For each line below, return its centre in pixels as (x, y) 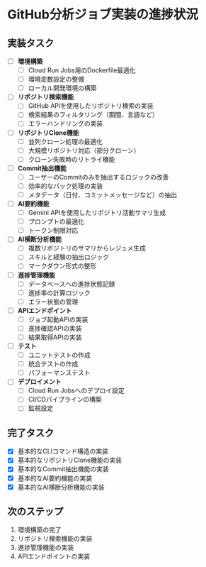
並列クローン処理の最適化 (65, 141)
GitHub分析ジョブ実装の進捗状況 (103, 15)
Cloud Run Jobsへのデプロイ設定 (76, 390)
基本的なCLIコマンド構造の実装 (63, 451)
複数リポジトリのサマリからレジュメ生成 (87, 248)
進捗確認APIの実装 (55, 328)
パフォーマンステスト (59, 373)
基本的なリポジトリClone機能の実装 (70, 460)
